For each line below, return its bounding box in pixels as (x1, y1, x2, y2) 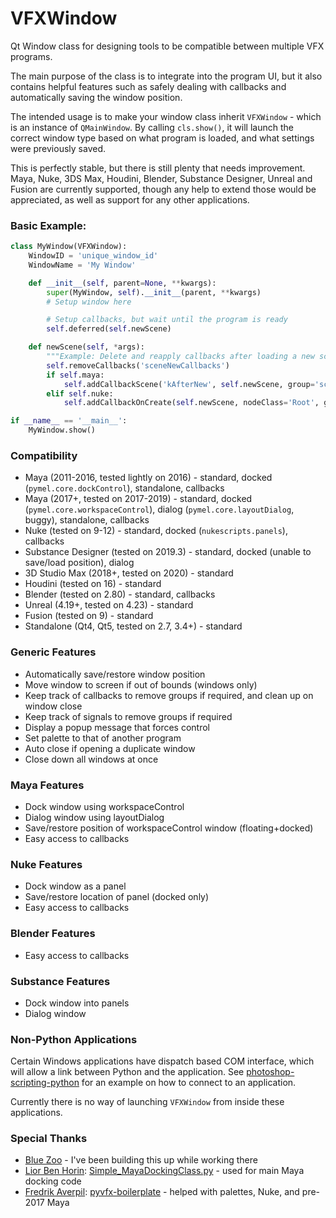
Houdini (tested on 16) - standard (24, 578, 162, 590)
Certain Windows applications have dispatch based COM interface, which (10, 1055, 315, 1067)
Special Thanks (10, 1132, 88, 1146)
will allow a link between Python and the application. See (10, 1066, 245, 1078)
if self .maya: (46, 370, 105, 380)
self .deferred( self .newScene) (46, 324, 172, 334)
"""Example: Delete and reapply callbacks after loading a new (46, 352, 315, 362)
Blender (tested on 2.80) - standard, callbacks (24, 588, 216, 601)
